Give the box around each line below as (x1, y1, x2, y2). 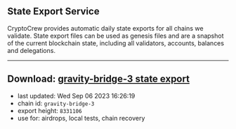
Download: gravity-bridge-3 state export (7, 73, 190, 85)
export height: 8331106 (17, 106, 82, 114)
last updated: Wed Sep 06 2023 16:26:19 (17, 91, 136, 100)
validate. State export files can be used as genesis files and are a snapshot (7, 31, 224, 40)
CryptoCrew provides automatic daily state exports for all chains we (7, 24, 204, 32)
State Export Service (7, 6, 100, 17)
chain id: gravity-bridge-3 (17, 99, 95, 107)
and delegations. (7, 46, 56, 54)
